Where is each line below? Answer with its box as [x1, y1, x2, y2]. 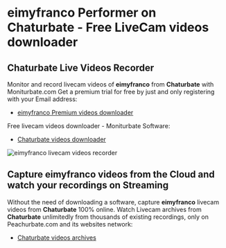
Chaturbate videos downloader [17, 135, 106, 143]
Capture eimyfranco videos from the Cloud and [7, 168, 215, 181]
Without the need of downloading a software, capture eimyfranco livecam [7, 197, 220, 206]
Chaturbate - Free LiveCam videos [7, 19, 209, 35]
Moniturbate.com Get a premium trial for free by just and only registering [7, 88, 215, 96]
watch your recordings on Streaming [7, 179, 168, 191]
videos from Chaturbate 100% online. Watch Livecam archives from [7, 205, 202, 213]
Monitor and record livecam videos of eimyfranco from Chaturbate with [7, 80, 214, 88]
